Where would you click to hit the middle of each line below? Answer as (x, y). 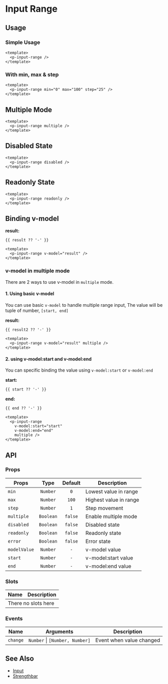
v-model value (103, 549)
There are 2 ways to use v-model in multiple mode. (59, 282)
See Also (20, 658)
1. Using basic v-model (30, 294)
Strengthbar (25, 676)
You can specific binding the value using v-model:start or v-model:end (79, 370)
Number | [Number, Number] (60, 640)
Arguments (60, 632)
